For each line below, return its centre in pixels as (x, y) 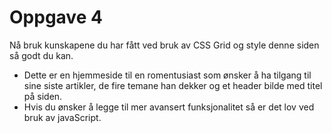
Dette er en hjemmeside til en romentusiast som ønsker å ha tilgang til (167, 75)
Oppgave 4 (56, 17)
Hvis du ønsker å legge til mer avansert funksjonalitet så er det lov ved (169, 107)
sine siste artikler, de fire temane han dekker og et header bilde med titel (173, 85)
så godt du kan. (41, 55)
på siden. (43, 96)
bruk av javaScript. (62, 117)
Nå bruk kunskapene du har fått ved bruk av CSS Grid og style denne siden (164, 45)
